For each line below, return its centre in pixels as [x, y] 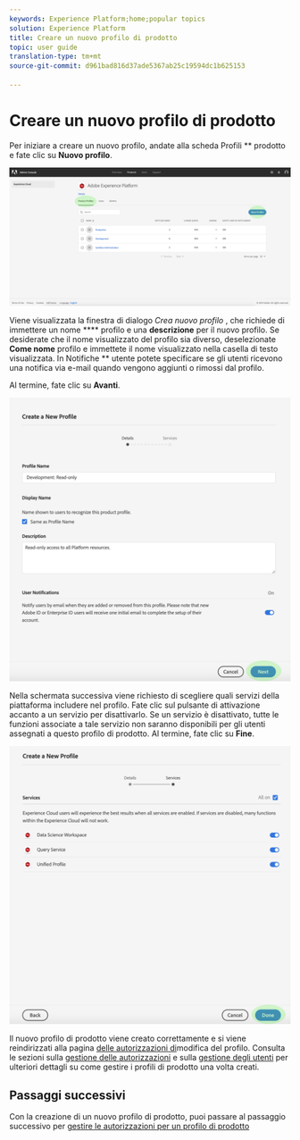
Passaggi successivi [68, 1095]
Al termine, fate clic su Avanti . [65, 385]
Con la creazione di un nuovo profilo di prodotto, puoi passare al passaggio [147, 1117]
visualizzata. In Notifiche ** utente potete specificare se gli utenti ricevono [146, 358]
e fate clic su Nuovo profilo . [61, 155]
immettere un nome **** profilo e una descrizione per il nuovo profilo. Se [144, 330]
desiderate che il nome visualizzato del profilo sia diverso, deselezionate [143, 339]
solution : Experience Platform [67, 28]
